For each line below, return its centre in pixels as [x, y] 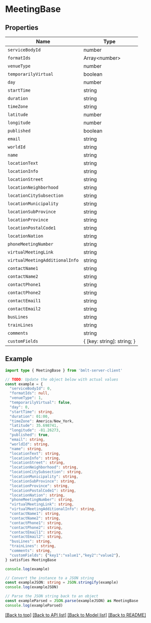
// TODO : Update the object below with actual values [62, 379]
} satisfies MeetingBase [31, 560]
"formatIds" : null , [30, 393]
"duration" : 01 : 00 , [30, 416]
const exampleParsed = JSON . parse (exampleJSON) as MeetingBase [72, 601]
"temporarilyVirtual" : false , [41, 403]
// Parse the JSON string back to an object [52, 596]
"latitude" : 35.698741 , [34, 426]
